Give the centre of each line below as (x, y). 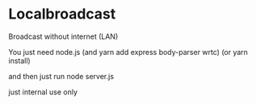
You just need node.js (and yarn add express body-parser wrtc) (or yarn (128, 52)
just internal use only (43, 92)
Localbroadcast (62, 14)
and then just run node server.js (61, 76)
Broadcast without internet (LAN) (63, 36)
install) (19, 61)
